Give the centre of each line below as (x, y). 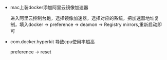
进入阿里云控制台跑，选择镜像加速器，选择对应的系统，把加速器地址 (82, 18)
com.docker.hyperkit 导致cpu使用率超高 (52, 41)
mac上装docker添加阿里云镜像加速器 (49, 7)
